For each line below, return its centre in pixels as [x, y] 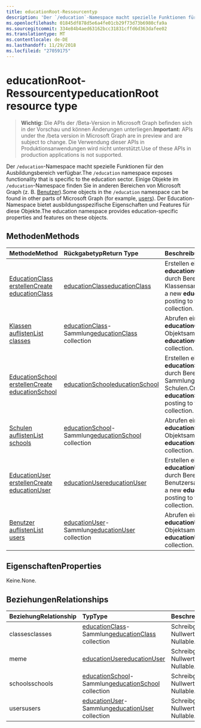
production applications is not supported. [71, 154]
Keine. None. [22, 581]
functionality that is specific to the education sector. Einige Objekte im [92, 179]
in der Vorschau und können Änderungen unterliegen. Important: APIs [107, 129]
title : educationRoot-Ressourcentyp [52, 12]
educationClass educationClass [107, 286]
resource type [42, 106]
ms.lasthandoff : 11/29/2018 [41, 46]
